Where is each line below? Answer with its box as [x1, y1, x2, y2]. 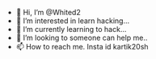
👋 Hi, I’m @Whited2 [15, 8, 81, 17]
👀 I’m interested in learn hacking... [15, 16, 130, 26]
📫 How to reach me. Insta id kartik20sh [15, 42, 149, 51]
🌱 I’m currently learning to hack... [15, 25, 127, 33]
